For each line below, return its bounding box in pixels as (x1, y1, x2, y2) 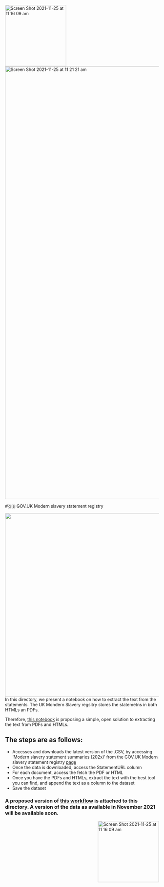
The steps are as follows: (5, 736, 83, 744)
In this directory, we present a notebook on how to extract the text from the (5, 697, 156, 702)
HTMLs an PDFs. (5, 707, 39, 713)
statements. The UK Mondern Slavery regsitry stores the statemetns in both (5, 702, 157, 707)
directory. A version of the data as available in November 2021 (5, 803, 156, 810)
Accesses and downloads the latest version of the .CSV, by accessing (12, 748, 153, 754)
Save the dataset (12, 785, 46, 791)
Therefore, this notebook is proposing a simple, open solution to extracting (5, 717, 155, 722)
